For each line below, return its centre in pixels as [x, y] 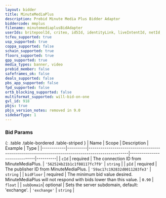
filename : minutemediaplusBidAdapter [44, 28]
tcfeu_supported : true [28, 37]
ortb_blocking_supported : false [38, 92]
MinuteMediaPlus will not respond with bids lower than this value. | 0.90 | [80, 180]
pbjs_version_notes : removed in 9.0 [43, 111]
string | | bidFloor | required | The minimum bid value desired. [69, 174]
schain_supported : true [30, 51]
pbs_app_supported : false [32, 83]
